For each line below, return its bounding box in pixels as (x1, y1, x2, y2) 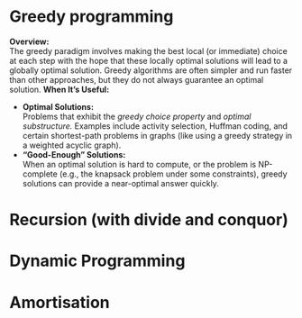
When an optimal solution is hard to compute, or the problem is (22, 159, 257, 169)
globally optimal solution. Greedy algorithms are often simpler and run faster (9, 65, 293, 76)
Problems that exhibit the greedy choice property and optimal (22, 111, 252, 122)
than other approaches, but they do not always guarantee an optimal (9, 74, 264, 85)
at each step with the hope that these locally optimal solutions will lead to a (9, 55, 288, 66)
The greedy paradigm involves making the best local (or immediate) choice (9, 45, 288, 56)
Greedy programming (9, 6, 174, 27)
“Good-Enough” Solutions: (22, 149, 126, 159)
